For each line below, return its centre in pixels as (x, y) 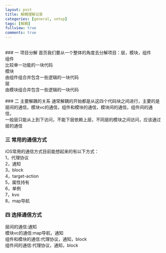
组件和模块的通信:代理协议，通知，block (46, 239)
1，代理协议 (17, 158)
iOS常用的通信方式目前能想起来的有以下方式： (52, 152)
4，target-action (22, 176)
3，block (14, 170)
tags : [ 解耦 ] (18, 23)
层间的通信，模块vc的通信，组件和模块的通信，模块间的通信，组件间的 (77, 107)
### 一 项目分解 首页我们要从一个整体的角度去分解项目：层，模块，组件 (78, 53)
